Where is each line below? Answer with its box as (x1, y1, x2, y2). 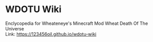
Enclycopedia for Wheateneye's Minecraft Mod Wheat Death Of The (5, 20, 148, 26)
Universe (5, 25, 24, 31)
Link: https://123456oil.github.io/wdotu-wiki (5, 31, 97, 37)
